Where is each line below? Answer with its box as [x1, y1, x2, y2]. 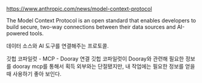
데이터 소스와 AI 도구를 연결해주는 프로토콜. [6, 42, 109, 49]
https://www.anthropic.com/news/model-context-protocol [6, 5, 152, 12]
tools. [29, 30, 44, 37]
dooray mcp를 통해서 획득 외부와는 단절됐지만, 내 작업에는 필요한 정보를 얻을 [12, 63, 195, 70]
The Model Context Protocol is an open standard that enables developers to [6, 17, 197, 24]
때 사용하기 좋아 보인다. [6, 70, 62, 78]
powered [6, 30, 29, 37]
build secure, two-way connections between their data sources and [6, 24, 176, 30]
